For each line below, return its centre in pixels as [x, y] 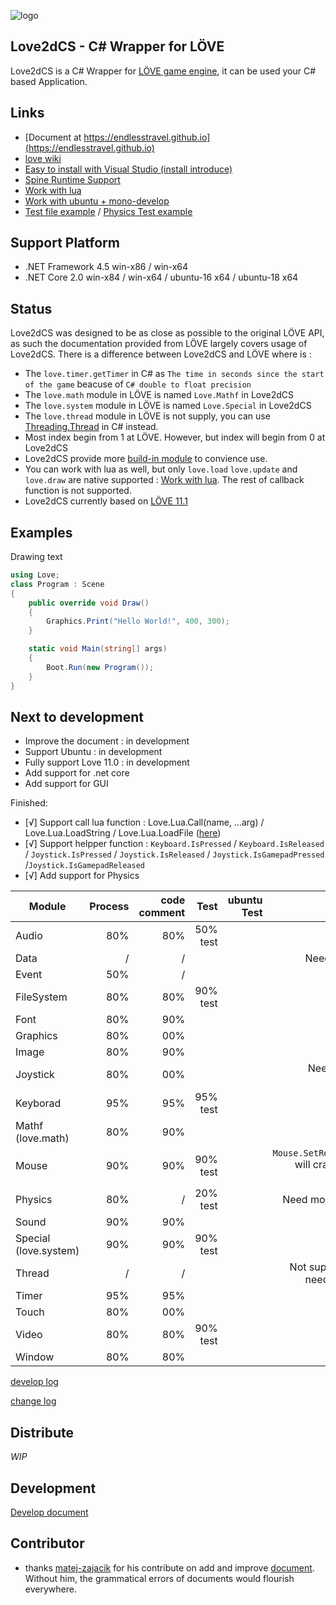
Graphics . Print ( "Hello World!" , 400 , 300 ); [138, 621]
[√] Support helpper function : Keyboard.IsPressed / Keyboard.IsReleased [174, 844]
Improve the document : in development [107, 741]
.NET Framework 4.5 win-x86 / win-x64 [106, 267]
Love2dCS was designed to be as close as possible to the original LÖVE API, [167, 333]
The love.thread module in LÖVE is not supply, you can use [147, 416]
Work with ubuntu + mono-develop [97, 201]
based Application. [49, 81]
